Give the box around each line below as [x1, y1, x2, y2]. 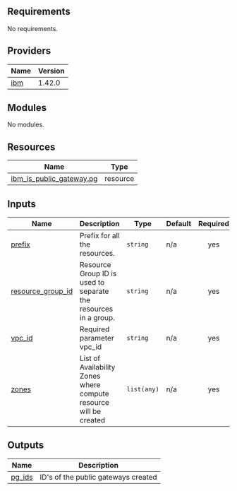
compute [80, 389, 109, 398]
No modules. [7, 120, 44, 129]
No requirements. [7, 24, 59, 32]
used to [80, 278, 105, 288]
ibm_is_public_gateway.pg [11, 174, 98, 184]
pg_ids [11, 472, 33, 482]
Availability [80, 362, 116, 372]
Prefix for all [80, 231, 120, 241]
